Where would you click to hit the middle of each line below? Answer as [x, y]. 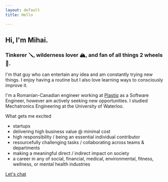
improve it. [17, 86]
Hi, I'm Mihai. [27, 40]
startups [22, 126]
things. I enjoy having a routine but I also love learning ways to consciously [84, 80]
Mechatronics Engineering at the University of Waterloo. [65, 106]
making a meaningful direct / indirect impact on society [71, 153]
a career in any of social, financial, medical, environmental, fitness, [83, 159]
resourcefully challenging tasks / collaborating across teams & [78, 143]
